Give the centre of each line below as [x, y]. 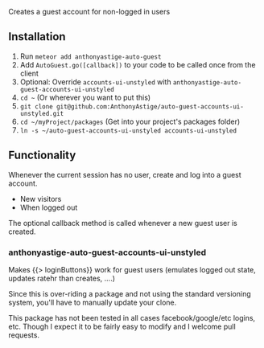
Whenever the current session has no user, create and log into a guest [125, 174]
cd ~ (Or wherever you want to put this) [85, 97]
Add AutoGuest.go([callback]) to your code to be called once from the [138, 64]
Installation [37, 37]
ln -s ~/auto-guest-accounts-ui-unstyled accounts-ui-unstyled [128, 131]
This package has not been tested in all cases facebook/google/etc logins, [132, 317]
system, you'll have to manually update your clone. [93, 302]
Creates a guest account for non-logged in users [89, 12]
